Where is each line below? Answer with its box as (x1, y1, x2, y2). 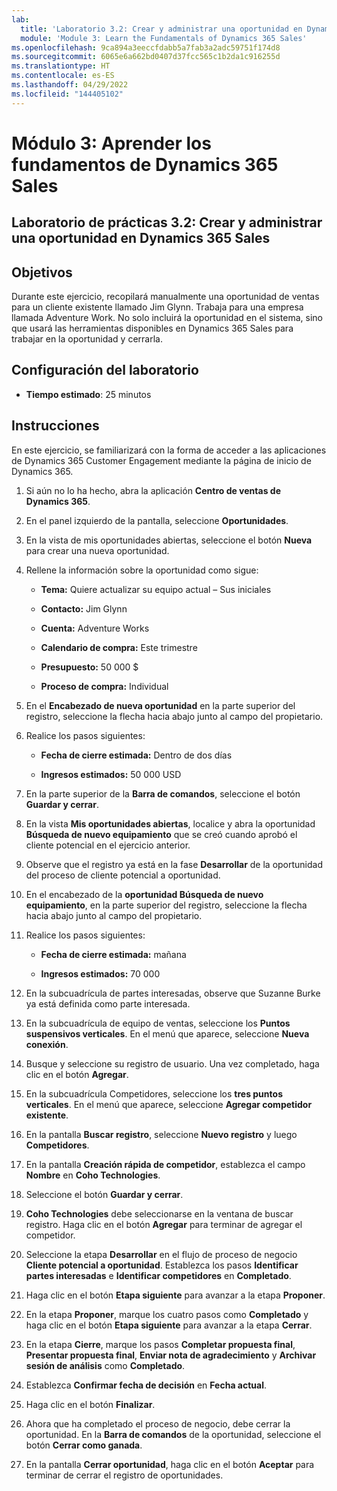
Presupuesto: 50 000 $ (40, 661, 139, 673)
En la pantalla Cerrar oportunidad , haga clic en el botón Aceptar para (25, 1458, 315, 1470)
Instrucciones (11, 417, 100, 435)
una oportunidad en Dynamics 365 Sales (11, 230, 271, 247)
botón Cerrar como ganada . (25, 1439, 143, 1451)
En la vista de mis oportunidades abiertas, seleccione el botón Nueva (25, 534, 313, 546)
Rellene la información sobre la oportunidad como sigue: (25, 564, 259, 576)
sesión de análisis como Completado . (25, 1359, 186, 1371)
